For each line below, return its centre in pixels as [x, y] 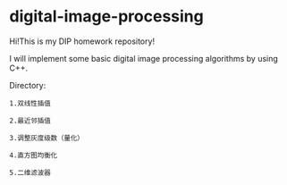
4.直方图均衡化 [34, 155]
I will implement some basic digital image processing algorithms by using [144, 58]
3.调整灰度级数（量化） [47, 138]
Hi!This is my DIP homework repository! [82, 41]
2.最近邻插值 [30, 121]
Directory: [28, 85]
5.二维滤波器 [30, 172]
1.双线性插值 [30, 103]
